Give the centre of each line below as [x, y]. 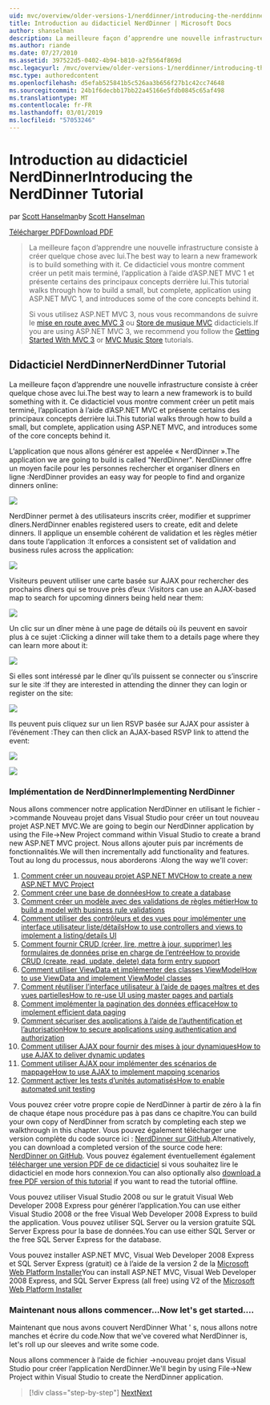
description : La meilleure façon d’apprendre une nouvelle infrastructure [137, 38]
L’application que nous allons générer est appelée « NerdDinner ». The [124, 451]
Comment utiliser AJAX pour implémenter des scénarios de [119, 1063]
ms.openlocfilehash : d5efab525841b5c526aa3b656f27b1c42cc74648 [117, 83]
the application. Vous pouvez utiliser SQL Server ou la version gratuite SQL [133, 1222]
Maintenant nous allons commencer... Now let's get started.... [132, 1309]
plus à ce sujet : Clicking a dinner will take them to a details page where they [134, 637]
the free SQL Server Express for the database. [85, 1239]
